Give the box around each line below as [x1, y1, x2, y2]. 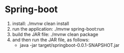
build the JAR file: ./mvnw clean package [12, 31, 98, 37]
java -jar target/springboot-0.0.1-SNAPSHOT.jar [19, 42, 120, 48]
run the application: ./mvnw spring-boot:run [12, 25, 105, 32]
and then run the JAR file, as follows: [12, 37, 90, 43]
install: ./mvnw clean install [12, 20, 69, 26]
